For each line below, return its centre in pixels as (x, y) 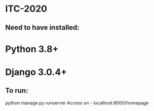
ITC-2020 (26, 9)
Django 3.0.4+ (36, 72)
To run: (17, 91)
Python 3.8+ (32, 49)
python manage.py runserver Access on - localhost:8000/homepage (77, 103)
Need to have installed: (42, 27)
